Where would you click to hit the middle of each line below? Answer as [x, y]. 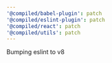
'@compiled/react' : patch [43, 26]
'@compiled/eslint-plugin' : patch [56, 20]
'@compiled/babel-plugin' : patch [54, 13]
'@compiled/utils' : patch [43, 33]
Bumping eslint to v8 [35, 52]
